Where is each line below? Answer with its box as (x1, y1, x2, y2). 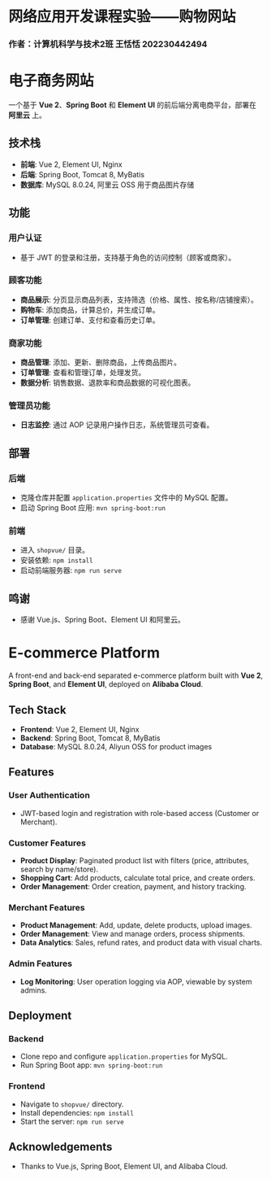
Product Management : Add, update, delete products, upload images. (19, 920, 253, 930)
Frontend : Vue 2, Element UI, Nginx (19, 724, 140, 734)
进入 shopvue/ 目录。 (19, 545, 89, 555)
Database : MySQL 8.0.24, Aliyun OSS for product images (19, 741, 213, 751)
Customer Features (8, 837, 87, 849)
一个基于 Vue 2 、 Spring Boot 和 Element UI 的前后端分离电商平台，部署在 (8, 100, 257, 110)
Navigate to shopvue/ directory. (19, 1099, 124, 1109)
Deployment (8, 1008, 72, 1022)
